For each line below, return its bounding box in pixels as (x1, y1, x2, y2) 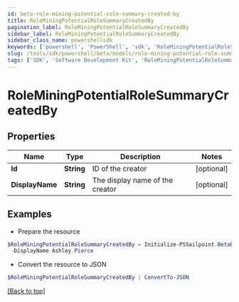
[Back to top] (7, 287, 46, 296)
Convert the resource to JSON (17, 260, 107, 269)
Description (119, 151, 161, 161)
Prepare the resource (17, 227, 80, 235)
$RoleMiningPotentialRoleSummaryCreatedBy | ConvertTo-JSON (7, 274, 190, 281)
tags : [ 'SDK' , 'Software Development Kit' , (7, 57, 139, 64)
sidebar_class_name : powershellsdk (7, 37, 113, 44)
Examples (7, 208, 52, 220)
